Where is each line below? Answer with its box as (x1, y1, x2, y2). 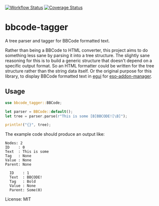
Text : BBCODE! (9, 175, 42, 180)
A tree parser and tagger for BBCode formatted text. (5, 38, 110, 43)
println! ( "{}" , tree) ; (5, 123, 51, 127)
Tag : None (5, 154, 32, 159)
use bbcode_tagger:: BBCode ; (5, 100, 62, 105)
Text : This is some (5, 149, 49, 154)
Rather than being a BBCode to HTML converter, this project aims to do (5, 47, 148, 53)
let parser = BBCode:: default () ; (5, 109, 73, 114)
